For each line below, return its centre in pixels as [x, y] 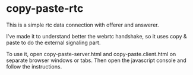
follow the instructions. [34, 66]
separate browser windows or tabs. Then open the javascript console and [96, 60]
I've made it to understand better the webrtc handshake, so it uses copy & [96, 36]
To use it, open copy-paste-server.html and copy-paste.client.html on [91, 54]
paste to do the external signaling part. [53, 43]
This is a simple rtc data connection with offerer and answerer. [83, 25]
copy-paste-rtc [45, 9]
